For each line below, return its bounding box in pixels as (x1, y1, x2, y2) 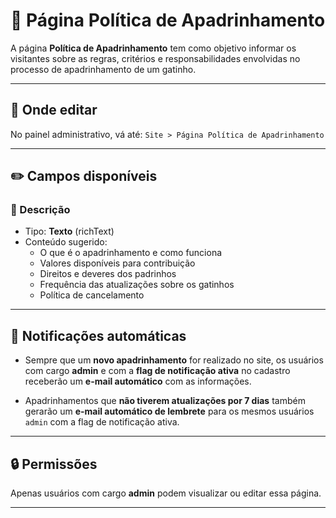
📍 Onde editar (10, 102, 98, 119)
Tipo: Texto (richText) (24, 225, 115, 238)
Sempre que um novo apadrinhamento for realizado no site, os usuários (24, 354, 324, 366)
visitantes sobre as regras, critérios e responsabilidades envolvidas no (10, 52, 301, 64)
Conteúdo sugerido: (24, 236, 108, 248)
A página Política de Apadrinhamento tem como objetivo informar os (10, 42, 297, 54)
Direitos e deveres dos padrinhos (39, 268, 177, 280)
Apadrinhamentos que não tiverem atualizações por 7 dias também (24, 395, 306, 407)
